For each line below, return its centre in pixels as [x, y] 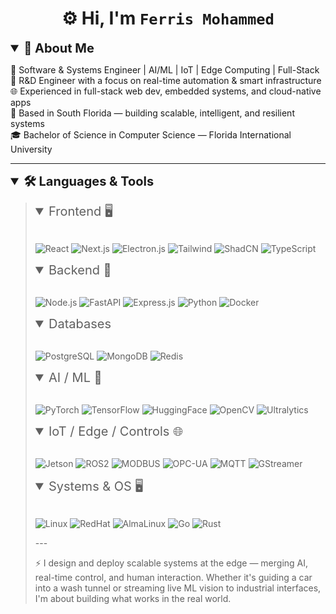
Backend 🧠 [80, 270]
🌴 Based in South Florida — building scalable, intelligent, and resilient [152, 113]
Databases [80, 323]
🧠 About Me [59, 48]
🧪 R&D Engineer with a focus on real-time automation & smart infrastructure [166, 80]
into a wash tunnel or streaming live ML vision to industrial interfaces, [178, 588]
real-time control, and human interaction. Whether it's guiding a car [173, 577]
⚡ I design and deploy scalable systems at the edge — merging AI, [171, 563]
